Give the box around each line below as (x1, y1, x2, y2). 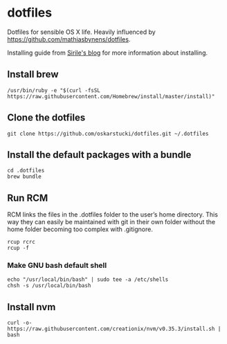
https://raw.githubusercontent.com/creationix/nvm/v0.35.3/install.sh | (7, 325, 221, 333)
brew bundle (7, 173, 42, 181)
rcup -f (7, 244, 30, 252)
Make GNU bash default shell (7, 261, 107, 271)
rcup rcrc (7, 239, 36, 246)
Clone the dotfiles (7, 112, 86, 124)
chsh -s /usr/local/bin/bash (7, 282, 91, 289)
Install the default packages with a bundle (7, 149, 192, 161)
